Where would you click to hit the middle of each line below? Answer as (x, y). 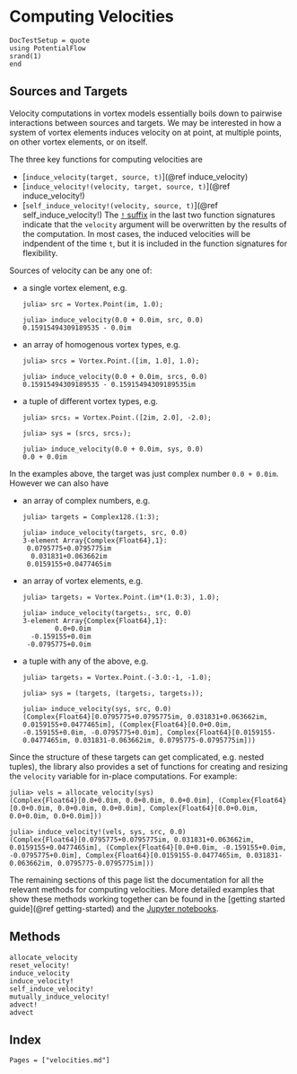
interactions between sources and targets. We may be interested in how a (145, 122)
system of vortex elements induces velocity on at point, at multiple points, (146, 132)
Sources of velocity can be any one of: (81, 270)
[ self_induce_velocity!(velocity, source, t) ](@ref (120, 205)
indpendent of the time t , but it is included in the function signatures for (155, 243)
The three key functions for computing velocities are (106, 159)
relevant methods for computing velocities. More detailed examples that (142, 889)
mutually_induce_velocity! (60, 997)
